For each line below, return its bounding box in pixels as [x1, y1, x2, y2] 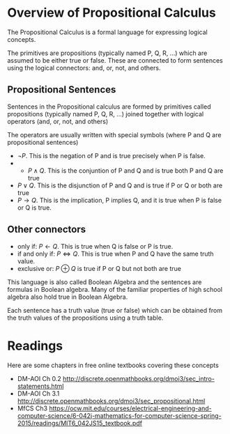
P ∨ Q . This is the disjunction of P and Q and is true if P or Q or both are [17, 181, 223, 189]
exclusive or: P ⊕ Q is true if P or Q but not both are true [17, 264, 182, 272]
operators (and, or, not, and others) [7, 117, 109, 125]
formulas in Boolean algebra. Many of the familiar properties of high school [7, 285, 223, 293]
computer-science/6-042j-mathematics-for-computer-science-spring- [17, 411, 222, 419]
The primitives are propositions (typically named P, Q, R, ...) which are [7, 49, 208, 57]
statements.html [17, 382, 64, 390]
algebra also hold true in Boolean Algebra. [7, 293, 128, 301]
